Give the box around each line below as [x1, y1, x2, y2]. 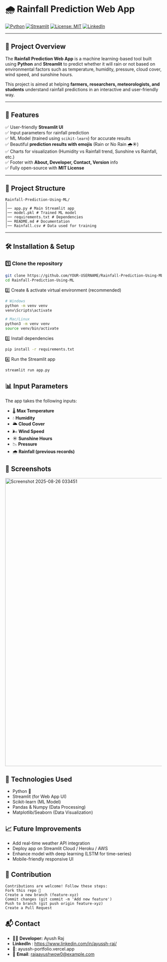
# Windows [5, 299, 26, 304]
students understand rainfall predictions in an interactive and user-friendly [5, 86, 159, 92]
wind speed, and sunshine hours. [5, 71, 74, 77]
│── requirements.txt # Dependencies [5, 214, 83, 220]
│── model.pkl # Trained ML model [5, 211, 77, 215]
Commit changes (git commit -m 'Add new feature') [5, 896, 112, 902]
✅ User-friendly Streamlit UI [5, 124, 64, 130]
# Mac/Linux [5, 317, 30, 322]
